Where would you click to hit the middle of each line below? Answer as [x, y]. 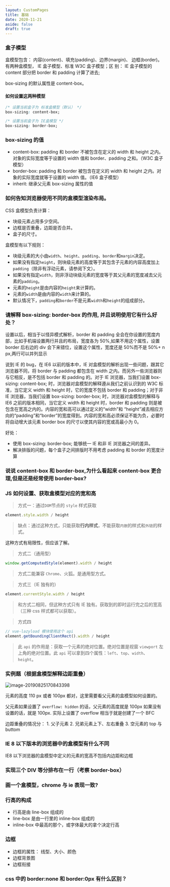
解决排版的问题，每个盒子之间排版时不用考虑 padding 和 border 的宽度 [86, 450]
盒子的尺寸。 [26, 234]
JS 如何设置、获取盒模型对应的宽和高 [51, 493]
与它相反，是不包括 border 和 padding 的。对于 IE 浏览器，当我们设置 [78, 377]
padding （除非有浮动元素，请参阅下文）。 [55, 268]
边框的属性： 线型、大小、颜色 [44, 851]
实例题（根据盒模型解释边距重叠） [47, 674]
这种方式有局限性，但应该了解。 [39, 543]
